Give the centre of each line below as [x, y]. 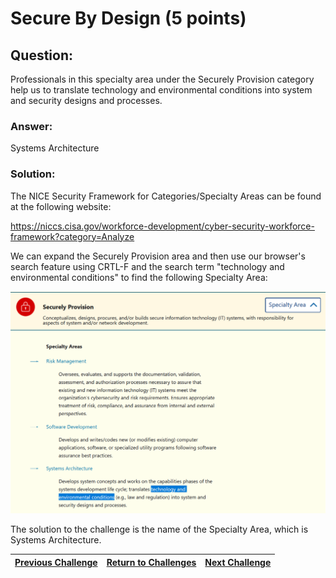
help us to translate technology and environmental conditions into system [161, 90]
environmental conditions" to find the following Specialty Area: [139, 277]
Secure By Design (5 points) [128, 18]
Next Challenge [238, 562]
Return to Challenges [151, 562]
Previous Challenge [56, 562]
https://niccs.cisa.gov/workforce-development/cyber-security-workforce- [162, 226]
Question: [42, 55]
